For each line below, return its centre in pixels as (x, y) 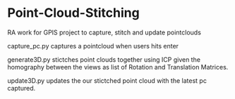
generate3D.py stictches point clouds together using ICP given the (104, 59)
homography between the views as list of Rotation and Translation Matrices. (118, 67)
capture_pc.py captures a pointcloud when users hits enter (93, 46)
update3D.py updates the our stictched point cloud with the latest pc (107, 80)
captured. (22, 88)
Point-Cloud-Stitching (73, 13)
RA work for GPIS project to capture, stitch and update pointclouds (104, 32)
